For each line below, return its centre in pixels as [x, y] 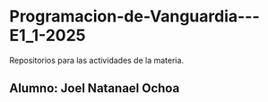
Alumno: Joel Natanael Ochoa [95, 88]
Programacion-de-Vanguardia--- [134, 17]
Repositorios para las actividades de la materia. [97, 60]
